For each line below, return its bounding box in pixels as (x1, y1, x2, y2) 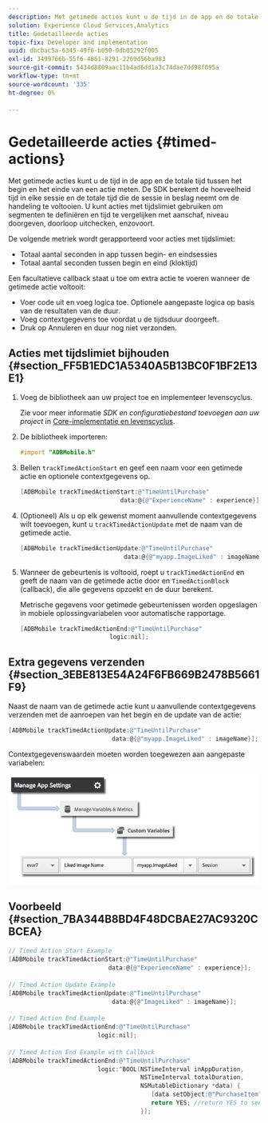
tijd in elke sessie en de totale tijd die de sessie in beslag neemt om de (8, 193, 239, 203)
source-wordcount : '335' (8, 80, 91, 88)
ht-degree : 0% (8, 89, 56, 97)
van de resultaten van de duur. (19, 306, 121, 316)
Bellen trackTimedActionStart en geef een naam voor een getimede (19, 463, 243, 472)
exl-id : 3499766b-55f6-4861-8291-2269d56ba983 (8, 55, 166, 63)
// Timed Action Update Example (8, 981, 116, 989)
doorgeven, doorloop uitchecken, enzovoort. (8, 218, 156, 228)
